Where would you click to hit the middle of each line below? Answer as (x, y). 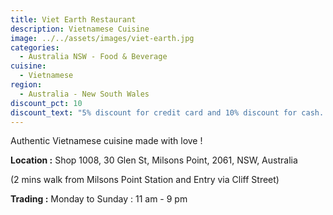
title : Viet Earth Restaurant (73, 19)
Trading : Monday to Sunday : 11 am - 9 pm (99, 199)
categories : (35, 47)
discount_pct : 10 (46, 103)
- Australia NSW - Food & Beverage (93, 57)
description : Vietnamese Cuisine (80, 29)
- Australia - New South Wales (84, 94)
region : (26, 85)
